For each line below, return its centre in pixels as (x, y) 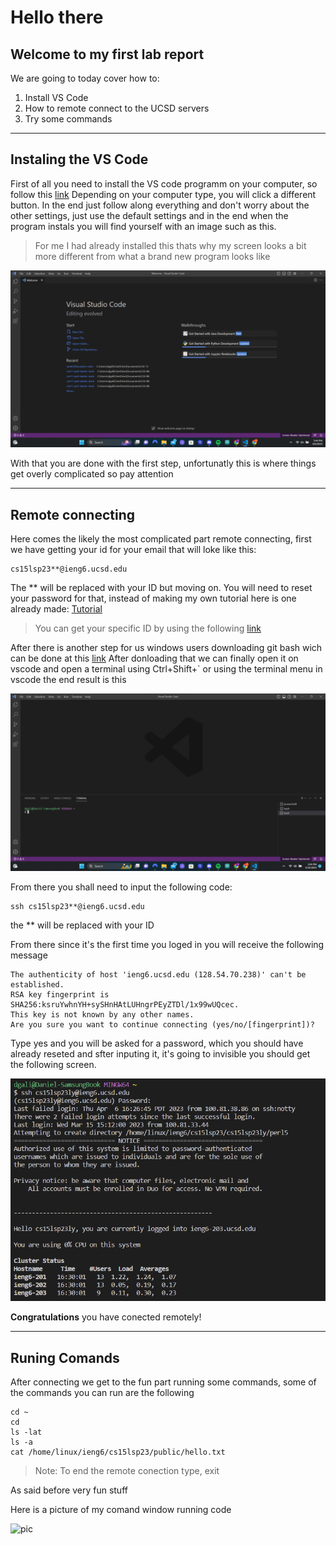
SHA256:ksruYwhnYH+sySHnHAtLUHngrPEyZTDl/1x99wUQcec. (125, 1004)
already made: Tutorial (56, 609)
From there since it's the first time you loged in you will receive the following (167, 944)
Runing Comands (65, 1357)
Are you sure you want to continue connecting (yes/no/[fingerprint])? (162, 1024)
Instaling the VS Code (79, 159)
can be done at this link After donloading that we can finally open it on (154, 658)
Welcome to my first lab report (107, 54)
